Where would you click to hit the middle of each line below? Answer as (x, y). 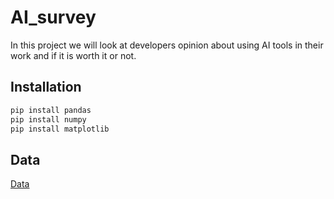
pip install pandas (51, 110)
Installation (46, 87)
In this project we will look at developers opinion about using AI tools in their (167, 45)
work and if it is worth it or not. (73, 55)
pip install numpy (48, 119)
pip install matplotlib (60, 129)
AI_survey (53, 17)
